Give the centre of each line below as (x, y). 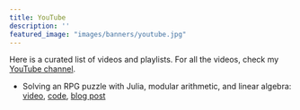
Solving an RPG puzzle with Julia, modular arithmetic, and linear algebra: (157, 87)
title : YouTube (38, 17)
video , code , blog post (64, 96)
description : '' (40, 26)
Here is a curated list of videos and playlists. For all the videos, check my (144, 60)
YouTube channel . (43, 69)
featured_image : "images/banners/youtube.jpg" (98, 34)
